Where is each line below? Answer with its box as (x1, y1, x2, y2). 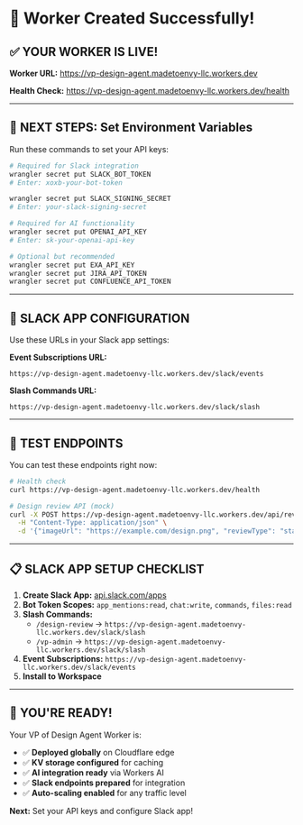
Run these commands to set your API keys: (9, 143, 170, 154)
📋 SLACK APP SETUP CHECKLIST (9, 561, 205, 576)
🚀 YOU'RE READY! (9, 705, 113, 720)
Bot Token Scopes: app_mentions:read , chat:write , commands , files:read (22, 600, 292, 610)
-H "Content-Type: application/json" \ (17, 518, 168, 527)
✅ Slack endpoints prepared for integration (22, 777, 186, 788)
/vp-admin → (35, 636, 83, 646)
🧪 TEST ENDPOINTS (9, 435, 124, 451)
